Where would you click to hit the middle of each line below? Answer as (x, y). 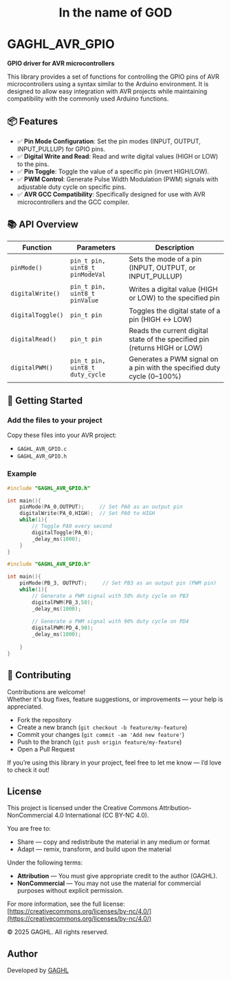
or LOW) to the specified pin (174, 298)
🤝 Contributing (39, 675)
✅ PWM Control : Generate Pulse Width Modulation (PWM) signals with (118, 179)
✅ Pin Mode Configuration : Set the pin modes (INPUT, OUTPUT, (109, 141)
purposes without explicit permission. (70, 891)
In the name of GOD (115, 13)
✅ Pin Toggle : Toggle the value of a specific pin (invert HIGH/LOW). (113, 171)
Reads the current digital (168, 330)
